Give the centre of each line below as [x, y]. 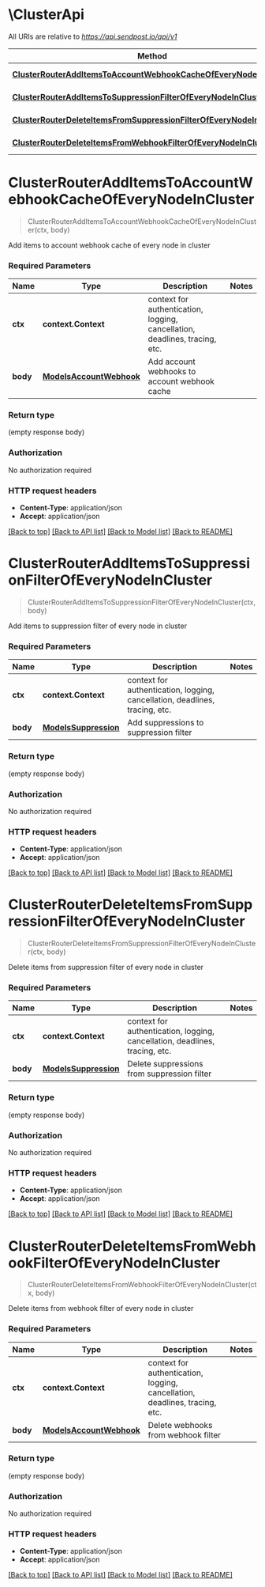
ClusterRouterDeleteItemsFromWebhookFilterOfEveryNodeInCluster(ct [142, 1285]
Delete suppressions [165, 1064]
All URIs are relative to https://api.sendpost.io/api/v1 [93, 36]
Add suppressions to [166, 723]
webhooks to [172, 372]
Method [152, 55]
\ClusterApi [47, 15]
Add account [172, 362]
